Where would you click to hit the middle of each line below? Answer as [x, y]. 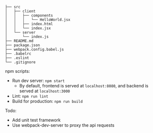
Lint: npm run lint [30, 96]
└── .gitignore [20, 62]
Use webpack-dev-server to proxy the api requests [63, 125]
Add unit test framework [36, 120]
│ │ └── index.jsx [28, 28]
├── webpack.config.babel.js [34, 50]
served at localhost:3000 [45, 91]
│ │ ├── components [29, 16]
